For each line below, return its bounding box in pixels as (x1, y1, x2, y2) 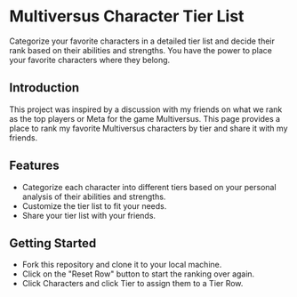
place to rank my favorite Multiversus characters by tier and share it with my (9, 123, 288, 133)
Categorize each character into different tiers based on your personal (21, 181, 277, 192)
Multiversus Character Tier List (9, 6, 245, 27)
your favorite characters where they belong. (9, 54, 171, 65)
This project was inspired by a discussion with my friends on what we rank (9, 104, 283, 115)
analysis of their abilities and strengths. (21, 191, 166, 202)
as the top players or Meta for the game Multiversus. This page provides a (9, 113, 281, 124)
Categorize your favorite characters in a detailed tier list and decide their (9, 36, 276, 46)
